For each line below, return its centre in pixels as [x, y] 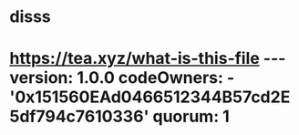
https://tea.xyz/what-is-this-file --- [148, 59]
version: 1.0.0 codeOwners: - [122, 78]
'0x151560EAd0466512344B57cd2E [150, 97]
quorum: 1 [191, 117]
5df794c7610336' [79, 117]
